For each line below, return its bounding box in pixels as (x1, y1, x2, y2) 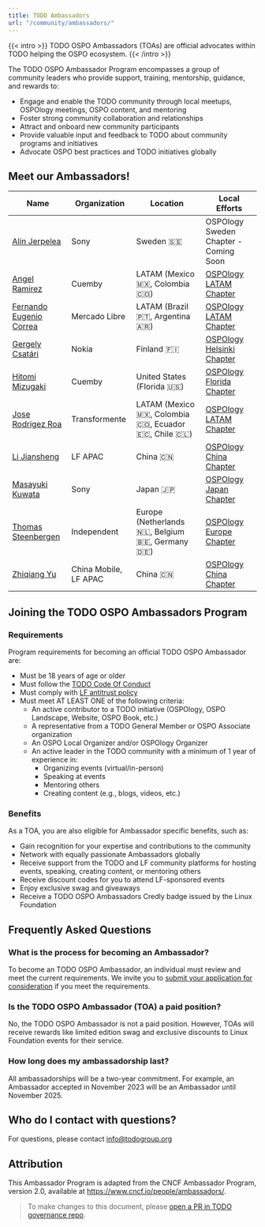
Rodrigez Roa (12, 419, 62, 430)
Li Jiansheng (12, 451, 60, 462)
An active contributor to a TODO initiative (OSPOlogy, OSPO (31, 705, 226, 713)
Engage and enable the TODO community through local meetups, (19, 96, 233, 106)
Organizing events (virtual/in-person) (43, 763, 164, 773)
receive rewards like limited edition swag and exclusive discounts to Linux (8, 1028, 248, 1037)
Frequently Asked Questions (8, 923, 152, 936)
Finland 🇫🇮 (136, 344, 180, 355)
